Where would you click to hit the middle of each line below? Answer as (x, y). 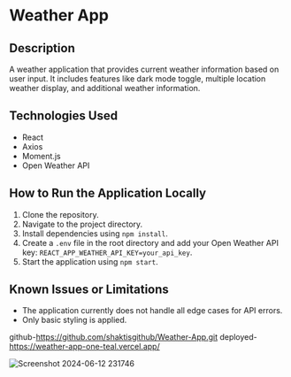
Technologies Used (63, 116)
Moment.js (41, 156)
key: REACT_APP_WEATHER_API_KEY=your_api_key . (107, 252)
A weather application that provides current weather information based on (144, 69)
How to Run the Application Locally (107, 193)
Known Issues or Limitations (89, 290)
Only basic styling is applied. (74, 320)
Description (42, 48)
